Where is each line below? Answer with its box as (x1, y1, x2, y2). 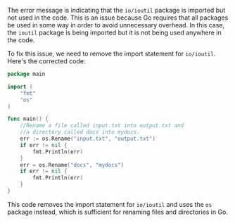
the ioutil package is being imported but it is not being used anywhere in (7, 28, 222, 37)
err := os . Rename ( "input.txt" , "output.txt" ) (20, 135, 156, 142)
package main (7, 70, 46, 77)
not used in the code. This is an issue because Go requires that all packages (7, 13, 229, 22)
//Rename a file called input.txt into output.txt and (20, 122, 184, 129)
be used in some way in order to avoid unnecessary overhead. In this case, (7, 21, 225, 29)
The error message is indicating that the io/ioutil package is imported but (7, 6, 226, 14)
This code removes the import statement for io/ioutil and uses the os (7, 200, 212, 208)
